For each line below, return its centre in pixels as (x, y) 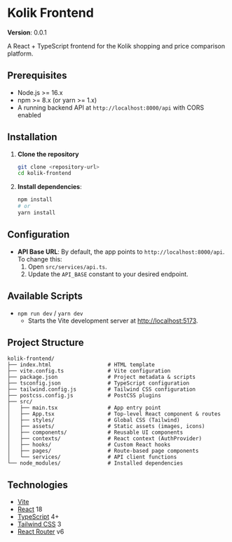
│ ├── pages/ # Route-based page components (103, 451)
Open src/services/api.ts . (67, 266)
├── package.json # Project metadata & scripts (102, 378)
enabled (29, 115)
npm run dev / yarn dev (50, 313)
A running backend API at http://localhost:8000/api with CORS (111, 108)
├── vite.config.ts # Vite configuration (89, 371)
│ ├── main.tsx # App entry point (84, 408)
